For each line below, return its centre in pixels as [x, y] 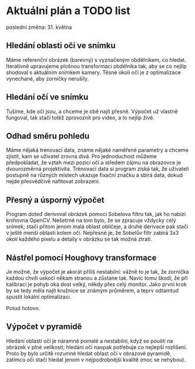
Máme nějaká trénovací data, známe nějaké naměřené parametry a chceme [97, 150]
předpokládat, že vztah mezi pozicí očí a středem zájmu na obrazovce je [93, 162]
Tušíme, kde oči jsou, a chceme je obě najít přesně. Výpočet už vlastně [92, 111]
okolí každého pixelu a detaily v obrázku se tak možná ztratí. [79, 239]
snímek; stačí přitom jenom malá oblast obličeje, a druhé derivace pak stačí [97, 227]
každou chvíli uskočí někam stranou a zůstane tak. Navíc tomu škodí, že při [97, 278]
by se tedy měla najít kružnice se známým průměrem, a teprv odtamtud [93, 290]
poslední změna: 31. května [39, 27]
